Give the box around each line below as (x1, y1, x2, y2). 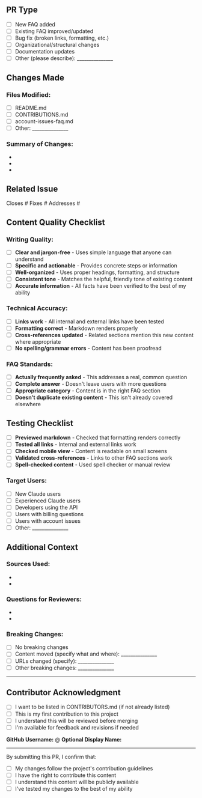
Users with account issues (14, 517, 81, 525)
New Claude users (14, 490, 61, 498)
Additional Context (6, 542, 78, 552)
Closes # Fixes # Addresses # (6, 199, 81, 207)
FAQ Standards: (6, 360, 53, 368)
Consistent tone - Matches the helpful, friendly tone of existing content (14, 276, 193, 283)
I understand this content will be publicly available (14, 778, 139, 785)
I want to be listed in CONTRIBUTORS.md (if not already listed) (14, 703, 170, 711)
